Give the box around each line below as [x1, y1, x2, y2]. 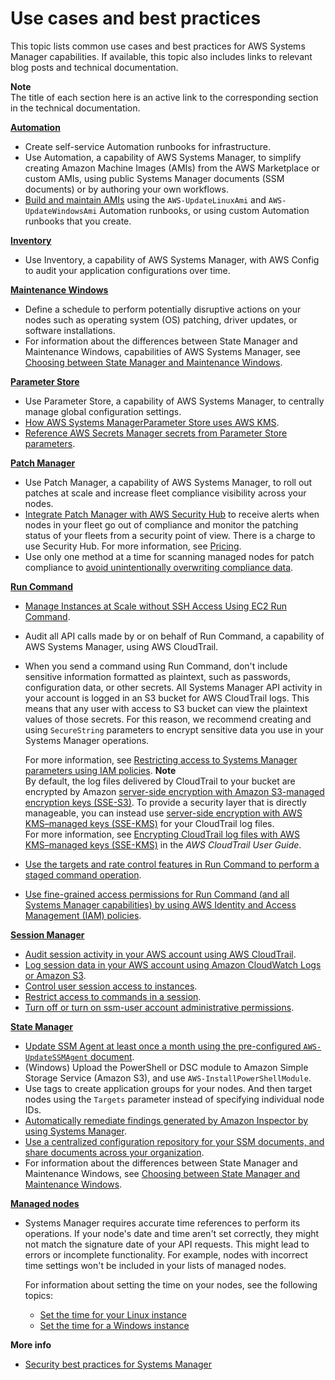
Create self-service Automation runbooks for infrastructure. [24, 140, 271, 152]
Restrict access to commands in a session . [24, 990, 202, 1002]
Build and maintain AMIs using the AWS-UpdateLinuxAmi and [24, 193, 267, 206]
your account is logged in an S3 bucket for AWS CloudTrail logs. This [24, 692, 310, 704]
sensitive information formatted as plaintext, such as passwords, [24, 670, 292, 682]
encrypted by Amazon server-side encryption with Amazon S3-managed [24, 785, 325, 797]
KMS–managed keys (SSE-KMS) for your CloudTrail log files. [24, 817, 275, 829]
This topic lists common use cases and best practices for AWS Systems [10, 40, 306, 52]
